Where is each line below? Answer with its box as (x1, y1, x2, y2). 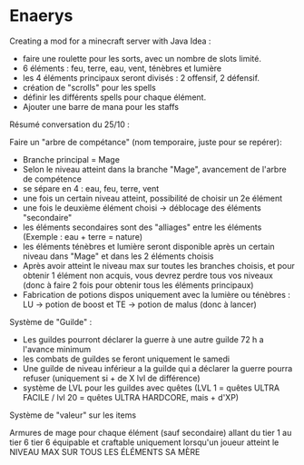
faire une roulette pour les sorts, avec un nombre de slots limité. (22, 53, 261, 64)
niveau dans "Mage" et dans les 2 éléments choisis (22, 251, 214, 262)
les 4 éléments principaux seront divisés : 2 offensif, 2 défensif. (22, 72, 260, 83)
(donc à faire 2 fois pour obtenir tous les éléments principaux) (22, 279, 254, 291)
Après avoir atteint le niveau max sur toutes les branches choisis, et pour (22, 260, 295, 271)
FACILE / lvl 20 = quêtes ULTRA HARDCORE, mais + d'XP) (22, 391, 239, 402)
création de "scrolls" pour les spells (22, 82, 156, 93)
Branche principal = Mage (22, 153, 121, 164)
